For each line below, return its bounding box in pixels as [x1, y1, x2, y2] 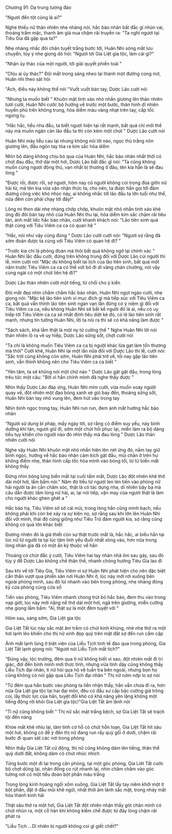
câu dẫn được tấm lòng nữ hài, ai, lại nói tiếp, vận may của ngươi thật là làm [5, 490, 164, 495]
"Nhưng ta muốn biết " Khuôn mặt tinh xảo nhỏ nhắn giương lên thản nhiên [5, 96, 163, 102]
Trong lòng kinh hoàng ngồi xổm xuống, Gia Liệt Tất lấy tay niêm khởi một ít [5, 782, 164, 787]
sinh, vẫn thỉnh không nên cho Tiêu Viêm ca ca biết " [5, 359, 117, 365]
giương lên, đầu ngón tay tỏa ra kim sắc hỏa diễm [5, 144, 110, 149]
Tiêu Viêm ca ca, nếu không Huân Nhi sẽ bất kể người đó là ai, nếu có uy [5, 306, 159, 312]
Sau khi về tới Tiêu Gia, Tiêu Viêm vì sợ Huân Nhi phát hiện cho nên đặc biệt [5, 568, 166, 574]
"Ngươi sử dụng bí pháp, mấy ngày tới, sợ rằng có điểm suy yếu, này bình [5, 420, 160, 427]
